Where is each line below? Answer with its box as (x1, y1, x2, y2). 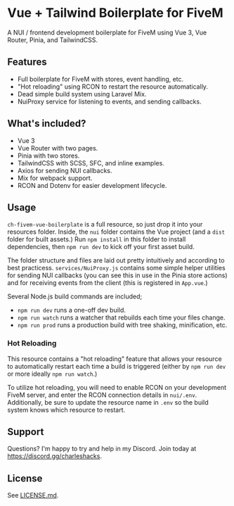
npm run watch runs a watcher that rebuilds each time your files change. (17, 313, 226, 322)
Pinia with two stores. (17, 151, 80, 160)
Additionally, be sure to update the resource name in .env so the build (7, 398, 209, 406)
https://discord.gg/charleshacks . (7, 452, 102, 460)
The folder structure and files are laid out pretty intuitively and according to (7, 256, 225, 265)
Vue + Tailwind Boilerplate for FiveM (7, 5, 223, 21)
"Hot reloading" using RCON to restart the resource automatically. (17, 82, 209, 91)
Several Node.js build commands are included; (7, 292, 143, 301)
